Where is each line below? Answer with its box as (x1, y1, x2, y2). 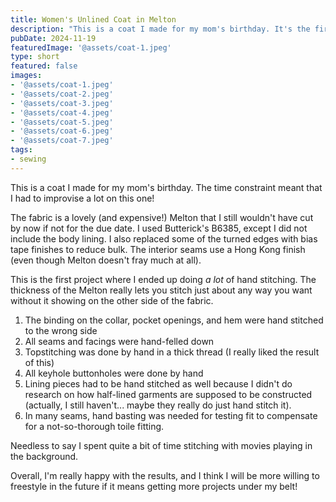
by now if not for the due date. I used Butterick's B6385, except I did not (10, 222, 308, 234)
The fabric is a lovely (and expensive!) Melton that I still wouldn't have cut (10, 211, 314, 223)
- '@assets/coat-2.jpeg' (10, 89, 114, 99)
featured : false (10, 61, 78, 71)
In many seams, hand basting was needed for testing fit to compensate (24, 409, 318, 421)
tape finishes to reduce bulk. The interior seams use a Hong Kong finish (10, 243, 306, 255)
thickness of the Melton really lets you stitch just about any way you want (10, 284, 313, 296)
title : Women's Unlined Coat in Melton (10, 14, 177, 25)
